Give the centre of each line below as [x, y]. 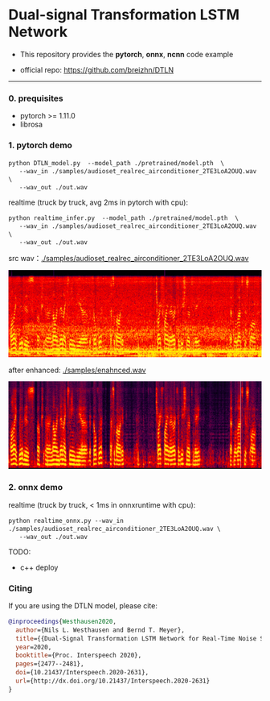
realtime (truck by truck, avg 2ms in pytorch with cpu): [98, 202]
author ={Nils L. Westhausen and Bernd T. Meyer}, [100, 630]
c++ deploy [39, 567]
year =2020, [34, 647]
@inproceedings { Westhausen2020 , [62, 621]
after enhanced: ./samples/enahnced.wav [77, 370]
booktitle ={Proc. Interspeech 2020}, [79, 655]
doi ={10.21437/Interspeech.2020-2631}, [82, 673]
